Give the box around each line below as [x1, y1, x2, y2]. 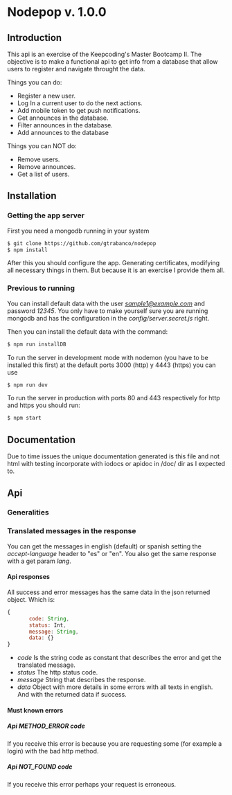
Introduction [7, 32, 62, 44]
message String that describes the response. [17, 676, 146, 684]
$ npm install [7, 247, 48, 253]
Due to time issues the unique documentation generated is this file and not [7, 452, 220, 461]
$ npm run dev [7, 382, 48, 388]
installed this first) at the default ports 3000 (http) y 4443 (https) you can [7, 361, 216, 369]
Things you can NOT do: [7, 142, 78, 150]
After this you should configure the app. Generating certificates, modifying [7, 259, 220, 267]
